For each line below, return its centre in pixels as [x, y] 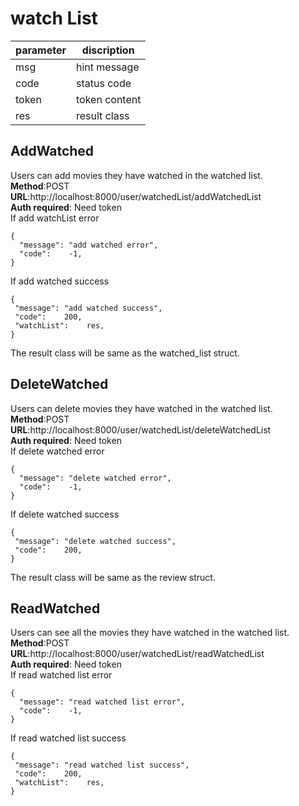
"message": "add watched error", [89, 245]
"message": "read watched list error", [102, 702]
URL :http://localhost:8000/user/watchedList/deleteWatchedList [141, 429]
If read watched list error [61, 675]
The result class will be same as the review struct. [113, 577]
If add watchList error [55, 218]
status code [104, 83]
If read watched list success [68, 738]
